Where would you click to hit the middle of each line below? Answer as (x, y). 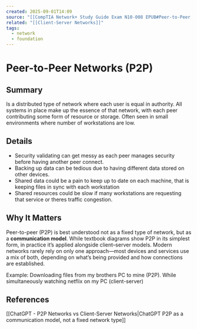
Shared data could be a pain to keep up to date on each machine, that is (102, 180)
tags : (13, 28)
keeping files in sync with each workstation (67, 187)
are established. (26, 264)
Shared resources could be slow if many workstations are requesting (98, 193)
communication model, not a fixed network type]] (66, 320)
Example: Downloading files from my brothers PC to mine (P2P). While (91, 275)
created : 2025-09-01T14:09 (39, 11)
